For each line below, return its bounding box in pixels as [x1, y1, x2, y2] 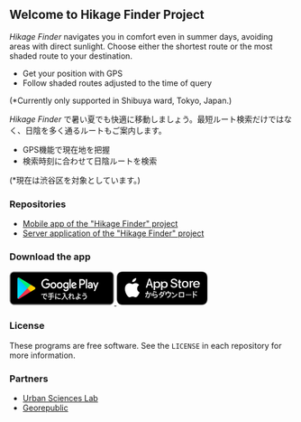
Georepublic [22, 402, 69, 413]
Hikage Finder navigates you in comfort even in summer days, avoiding [9, 31, 273, 42]
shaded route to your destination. [9, 50, 133, 61]
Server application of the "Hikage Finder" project [22, 228, 205, 239]
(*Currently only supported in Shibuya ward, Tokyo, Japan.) [9, 95, 233, 106]
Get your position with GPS [22, 68, 123, 79]
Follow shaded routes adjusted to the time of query [22, 77, 213, 89]
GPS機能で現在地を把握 [22, 144, 111, 155]
